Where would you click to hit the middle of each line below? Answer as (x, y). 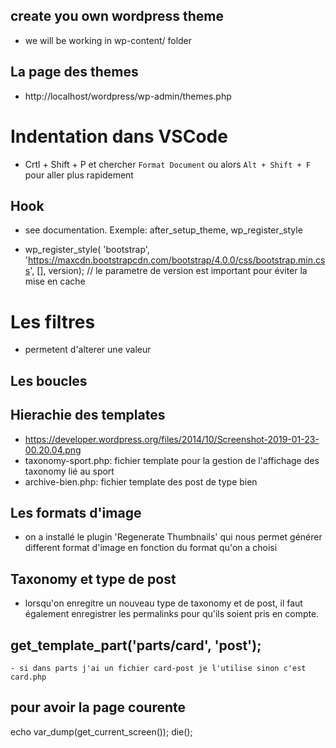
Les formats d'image (76, 512)
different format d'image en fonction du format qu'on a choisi (151, 548)
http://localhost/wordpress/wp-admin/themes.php (128, 96)
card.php (28, 677)
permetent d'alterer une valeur (88, 350)
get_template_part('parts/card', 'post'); (136, 645)
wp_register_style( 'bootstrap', (87, 250)
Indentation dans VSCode (119, 136)
